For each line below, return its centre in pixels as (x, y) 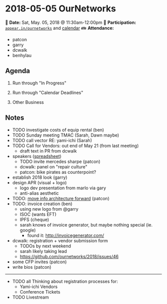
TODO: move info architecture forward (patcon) (61, 198)
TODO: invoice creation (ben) (42, 204)
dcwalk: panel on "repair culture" (54, 166)
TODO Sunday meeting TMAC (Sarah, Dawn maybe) (66, 135)
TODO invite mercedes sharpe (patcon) (60, 161)
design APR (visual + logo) (40, 182)
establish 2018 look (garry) (40, 177)
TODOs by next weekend (45, 246)
